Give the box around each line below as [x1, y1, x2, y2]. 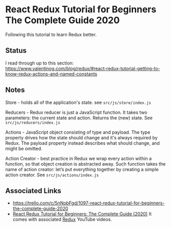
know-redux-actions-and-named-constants [5, 71, 97, 77]
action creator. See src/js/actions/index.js [5, 172, 99, 178]
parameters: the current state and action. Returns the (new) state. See [5, 114, 153, 121]
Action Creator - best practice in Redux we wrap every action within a [5, 155, 152, 161]
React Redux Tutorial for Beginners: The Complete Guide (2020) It [12, 211, 152, 217]
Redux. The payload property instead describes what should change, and [5, 140, 160, 146]
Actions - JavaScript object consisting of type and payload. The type [5, 129, 151, 135]
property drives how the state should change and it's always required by [5, 134, 158, 140]
